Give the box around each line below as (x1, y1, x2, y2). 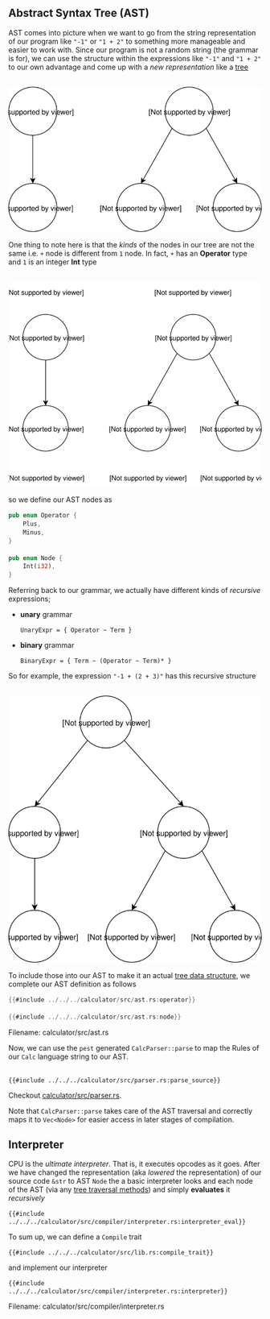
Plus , (22, 520, 42, 528)
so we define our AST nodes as (8, 495, 112, 504)
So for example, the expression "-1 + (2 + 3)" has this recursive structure (8, 671, 256, 681)
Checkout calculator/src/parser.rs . (8, 1090, 122, 1100)
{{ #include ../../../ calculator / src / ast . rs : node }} (8, 1013, 182, 1021)
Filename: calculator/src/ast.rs (8, 1027, 109, 1037)
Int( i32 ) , (22, 562, 56, 570)
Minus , (22, 528, 45, 537)
